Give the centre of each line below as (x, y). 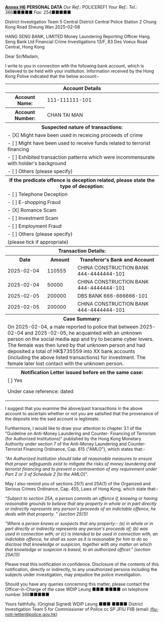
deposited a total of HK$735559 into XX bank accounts (72, 351)
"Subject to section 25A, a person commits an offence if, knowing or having (81, 498)
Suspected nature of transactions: (82, 127)
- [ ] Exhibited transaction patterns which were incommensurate (81, 157)
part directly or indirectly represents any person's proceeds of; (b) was (77, 528)
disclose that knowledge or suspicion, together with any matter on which (79, 544)
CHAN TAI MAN (65, 115)
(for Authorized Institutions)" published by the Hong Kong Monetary (73, 438)
